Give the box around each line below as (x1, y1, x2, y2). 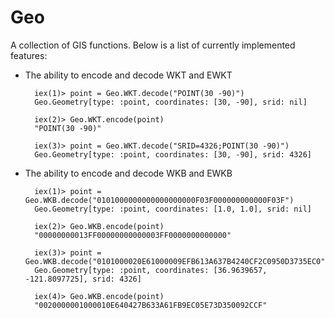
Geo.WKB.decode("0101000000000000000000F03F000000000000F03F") (24, 195, 295, 205)
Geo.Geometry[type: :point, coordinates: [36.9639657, (34, 265, 268, 275)
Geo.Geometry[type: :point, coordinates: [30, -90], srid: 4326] (34, 149, 312, 160)
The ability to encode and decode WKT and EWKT (24, 69, 233, 81)
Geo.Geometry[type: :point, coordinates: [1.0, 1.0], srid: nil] (34, 204, 312, 214)
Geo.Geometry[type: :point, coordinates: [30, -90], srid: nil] (34, 97, 308, 107)
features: (10, 49, 48, 61)
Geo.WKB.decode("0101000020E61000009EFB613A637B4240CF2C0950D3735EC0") (24, 256, 330, 266)
